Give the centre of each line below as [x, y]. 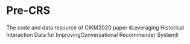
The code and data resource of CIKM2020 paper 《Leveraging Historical [95, 27]
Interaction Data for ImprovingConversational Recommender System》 [92, 34]
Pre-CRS [28, 11]
